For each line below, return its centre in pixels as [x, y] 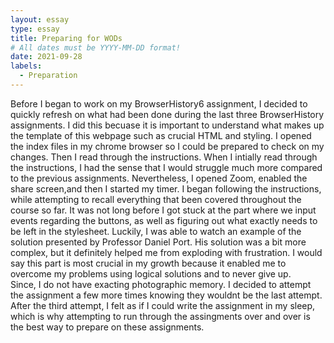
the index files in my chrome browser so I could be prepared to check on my [167, 146]
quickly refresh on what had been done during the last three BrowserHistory [167, 114]
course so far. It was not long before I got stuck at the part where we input [163, 210]
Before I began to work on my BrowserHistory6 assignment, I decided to [159, 103]
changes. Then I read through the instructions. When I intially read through [164, 157]
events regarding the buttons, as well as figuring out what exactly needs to [164, 220]
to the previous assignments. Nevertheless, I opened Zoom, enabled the [159, 178]
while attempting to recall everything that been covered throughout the [156, 199]
